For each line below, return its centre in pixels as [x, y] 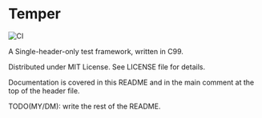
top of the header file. [44, 90]
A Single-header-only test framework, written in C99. [96, 51]
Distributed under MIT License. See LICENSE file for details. [107, 67]
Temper [35, 14]
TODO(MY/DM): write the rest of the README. [85, 106]
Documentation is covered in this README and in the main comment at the [131, 82]
